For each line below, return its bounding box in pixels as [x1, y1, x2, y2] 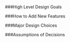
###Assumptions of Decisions [5, 32, 65, 37]
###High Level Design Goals [5, 4, 62, 10]
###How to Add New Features [5, 13, 66, 19]
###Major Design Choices [5, 22, 57, 28]
